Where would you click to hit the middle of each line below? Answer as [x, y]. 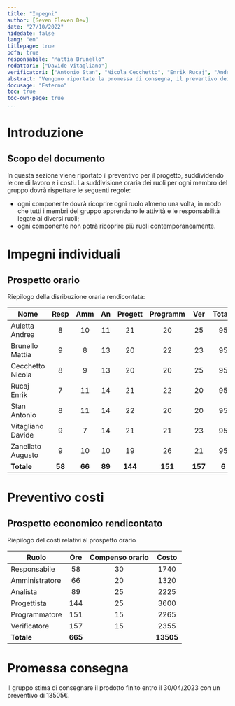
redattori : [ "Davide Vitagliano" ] [58, 66]
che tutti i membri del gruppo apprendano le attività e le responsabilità [119, 211]
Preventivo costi [56, 498]
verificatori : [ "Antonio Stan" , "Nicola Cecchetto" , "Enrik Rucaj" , [109, 72]
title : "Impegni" [33, 14]
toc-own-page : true [36, 99]
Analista [24, 592]
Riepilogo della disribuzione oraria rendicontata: [76, 297]
